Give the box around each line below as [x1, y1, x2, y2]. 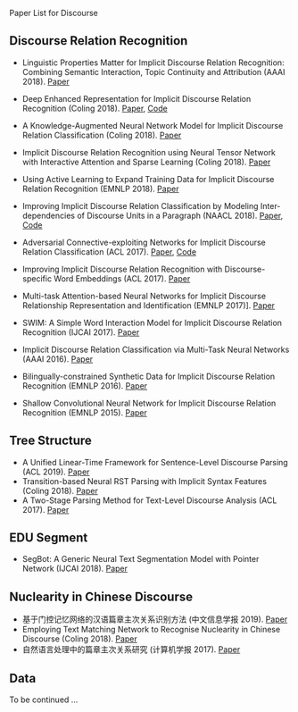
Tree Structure [9, 433, 92, 448]
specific [21, 272, 52, 284]
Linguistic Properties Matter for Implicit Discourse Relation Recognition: [21, 57, 285, 68]
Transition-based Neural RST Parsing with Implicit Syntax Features [21, 475, 268, 486]
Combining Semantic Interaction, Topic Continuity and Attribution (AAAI [21, 66, 286, 77]
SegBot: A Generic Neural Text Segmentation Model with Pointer [21, 554, 260, 565]
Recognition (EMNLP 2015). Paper [21, 406, 147, 418]
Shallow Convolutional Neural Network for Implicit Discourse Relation [21, 398, 277, 408]
